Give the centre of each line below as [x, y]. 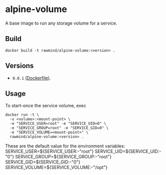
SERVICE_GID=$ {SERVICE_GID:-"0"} [43, 162]
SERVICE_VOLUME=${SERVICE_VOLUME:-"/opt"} [56, 167]
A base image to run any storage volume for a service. [61, 23]
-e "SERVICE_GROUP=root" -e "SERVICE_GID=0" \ [59, 128]
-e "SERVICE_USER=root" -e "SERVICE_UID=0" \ [58, 124]
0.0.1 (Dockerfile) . [32, 78]
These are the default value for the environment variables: [65, 146]
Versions [20, 66]
